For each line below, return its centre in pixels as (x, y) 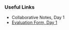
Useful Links (20, 7)
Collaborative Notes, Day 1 (38, 18)
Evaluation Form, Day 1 (34, 22)
